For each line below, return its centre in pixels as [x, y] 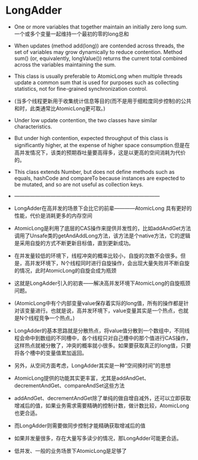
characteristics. [33, 126]
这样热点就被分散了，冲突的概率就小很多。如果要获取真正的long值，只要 [103, 345]
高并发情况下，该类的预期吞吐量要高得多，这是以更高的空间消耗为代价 [100, 153]
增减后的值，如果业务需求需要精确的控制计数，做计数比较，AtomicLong [101, 405]
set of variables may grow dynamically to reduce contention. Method [98, 52]
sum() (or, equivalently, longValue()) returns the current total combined [100, 58]
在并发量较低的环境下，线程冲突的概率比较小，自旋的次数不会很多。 [97, 255]
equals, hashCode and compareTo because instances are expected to [99, 178]
